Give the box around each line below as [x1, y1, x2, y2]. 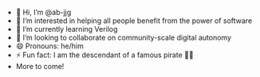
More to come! [15, 62, 65, 71]
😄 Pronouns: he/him [15, 41, 84, 51]
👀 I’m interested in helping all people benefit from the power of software [15, 16, 253, 25]
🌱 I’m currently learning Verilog [15, 25, 118, 33]
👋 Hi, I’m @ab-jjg [15, 8, 72, 17]
